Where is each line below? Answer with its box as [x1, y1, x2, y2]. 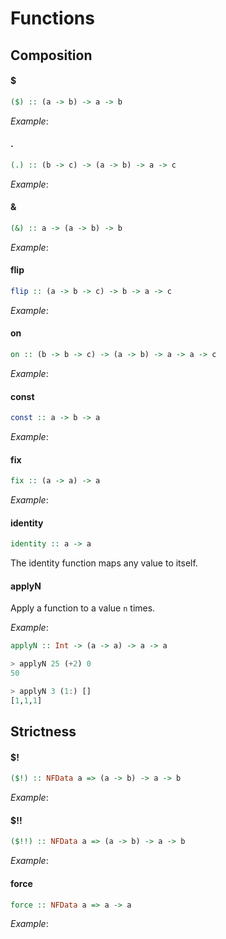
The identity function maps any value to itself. [10, 557, 198, 569]
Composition [10, 47, 93, 64]
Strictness [10, 723, 77, 741]
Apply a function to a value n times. [10, 602, 156, 614]
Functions [10, 7, 95, 30]
